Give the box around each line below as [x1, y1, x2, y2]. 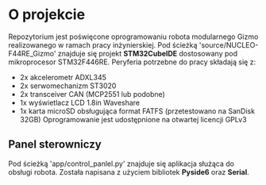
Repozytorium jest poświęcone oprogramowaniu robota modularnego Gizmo [8, 32, 259, 41]
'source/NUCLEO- [199, 40, 259, 49]
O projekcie [8, 6, 86, 24]
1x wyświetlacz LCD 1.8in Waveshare [19, 98, 141, 107]
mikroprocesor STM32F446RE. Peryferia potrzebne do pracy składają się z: [8, 57, 256, 67]
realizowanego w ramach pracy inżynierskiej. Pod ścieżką [8, 40, 198, 49]
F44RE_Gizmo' [8, 48, 56, 58]
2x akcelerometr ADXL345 [19, 72, 107, 82]
